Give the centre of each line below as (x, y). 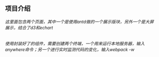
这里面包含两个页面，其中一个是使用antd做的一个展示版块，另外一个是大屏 (79, 22)
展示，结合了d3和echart (29, 27)
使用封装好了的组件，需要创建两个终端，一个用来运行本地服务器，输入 (75, 43)
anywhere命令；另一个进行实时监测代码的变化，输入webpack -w (70, 49)
